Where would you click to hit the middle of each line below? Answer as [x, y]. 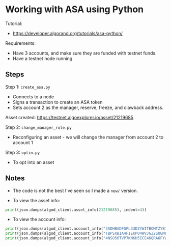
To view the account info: [39, 220]
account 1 [23, 142]
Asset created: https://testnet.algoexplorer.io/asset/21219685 [69, 117]
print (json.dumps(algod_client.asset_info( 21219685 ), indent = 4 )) [76, 210]
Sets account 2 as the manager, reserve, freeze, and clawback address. [88, 107]
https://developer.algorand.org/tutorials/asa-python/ [68, 33]
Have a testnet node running [42, 58]
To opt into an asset [33, 162]
